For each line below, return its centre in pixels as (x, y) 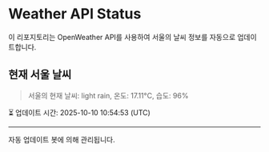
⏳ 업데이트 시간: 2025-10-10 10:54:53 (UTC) (79, 112)
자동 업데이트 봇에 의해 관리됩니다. (62, 139)
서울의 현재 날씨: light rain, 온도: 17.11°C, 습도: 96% (108, 95)
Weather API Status (75, 14)
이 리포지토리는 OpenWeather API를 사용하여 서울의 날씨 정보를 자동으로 (122, 37)
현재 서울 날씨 (40, 75)
